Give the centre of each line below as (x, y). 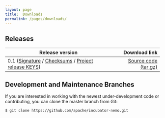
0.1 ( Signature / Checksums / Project (50, 61)
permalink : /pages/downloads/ (36, 19)
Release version (58, 53)
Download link (140, 53)
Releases (19, 39)
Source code (143, 61)
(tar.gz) (149, 67)
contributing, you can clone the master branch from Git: (61, 102)
